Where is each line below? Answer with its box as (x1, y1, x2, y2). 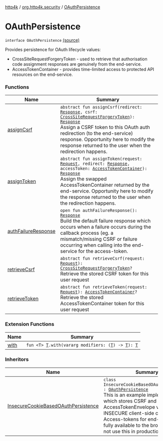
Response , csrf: (60, 109, 98, 115)
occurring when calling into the (60, 242, 131, 248)
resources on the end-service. (12, 71, 73, 77)
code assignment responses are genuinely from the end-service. (12, 61, 142, 67)
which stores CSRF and (103, 397, 157, 404)
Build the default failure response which (60, 217, 151, 224)
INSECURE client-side (103, 409, 154, 416)
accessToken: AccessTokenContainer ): (60, 166, 147, 172)
